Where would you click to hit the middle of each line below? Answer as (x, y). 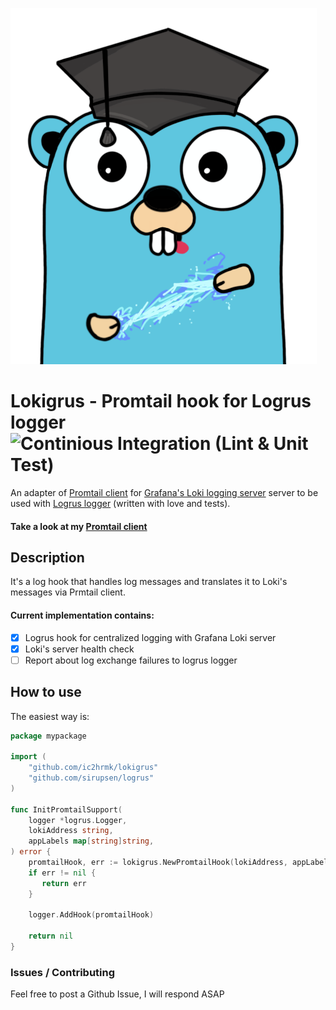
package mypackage (48, 736)
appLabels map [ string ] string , (91, 841)
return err (64, 883)
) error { (31, 852)
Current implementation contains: (82, 615)
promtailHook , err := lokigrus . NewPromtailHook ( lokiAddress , (158, 863)
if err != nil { (62, 873)
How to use (46, 692)
